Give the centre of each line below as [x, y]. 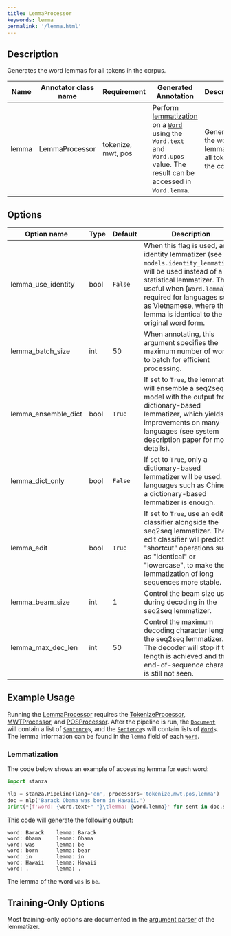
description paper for [178, 439]
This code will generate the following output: [70, 820]
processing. [163, 368]
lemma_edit [29, 548]
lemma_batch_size [41, 351]
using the [167, 133]
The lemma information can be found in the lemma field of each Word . [103, 736]
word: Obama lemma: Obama [51, 838]
